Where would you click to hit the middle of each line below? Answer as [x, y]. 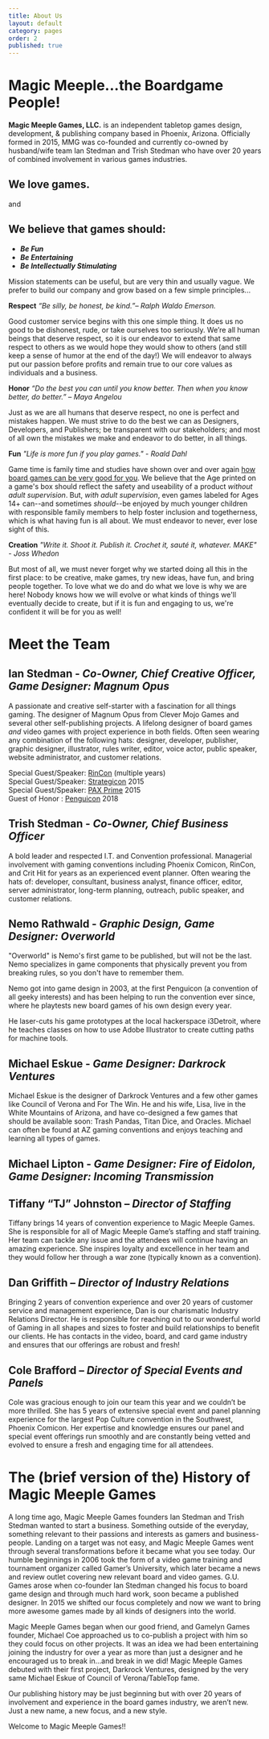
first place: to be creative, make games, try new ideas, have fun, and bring [131, 578]
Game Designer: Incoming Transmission [111, 1176]
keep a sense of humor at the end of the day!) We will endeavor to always [130, 355]
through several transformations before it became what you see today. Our [132, 1551]
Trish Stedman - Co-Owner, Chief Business [118, 824]
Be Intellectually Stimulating [68, 266]
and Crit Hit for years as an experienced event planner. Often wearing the [130, 873]
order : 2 [23, 38]
